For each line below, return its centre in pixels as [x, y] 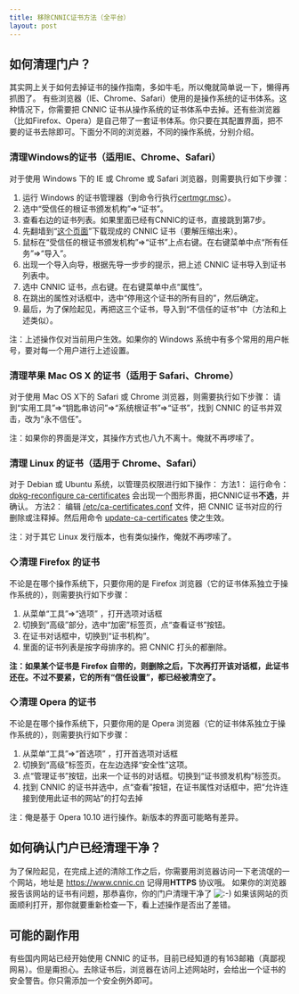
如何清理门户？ [50, 64]
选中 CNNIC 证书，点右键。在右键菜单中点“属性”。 [114, 286]
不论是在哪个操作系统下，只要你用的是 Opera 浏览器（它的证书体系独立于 [144, 723]
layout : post [33, 26]
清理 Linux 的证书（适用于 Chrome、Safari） [105, 463]
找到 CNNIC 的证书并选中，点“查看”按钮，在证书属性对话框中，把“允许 [151, 787]
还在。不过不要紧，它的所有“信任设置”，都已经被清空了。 [115, 677]
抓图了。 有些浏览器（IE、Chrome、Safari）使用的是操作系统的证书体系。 [144, 98]
